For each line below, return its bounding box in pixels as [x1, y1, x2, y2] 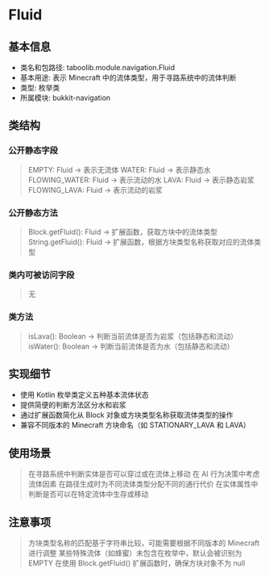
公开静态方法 [8, 207, 59, 219]
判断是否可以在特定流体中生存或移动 [27, 490, 149, 499]
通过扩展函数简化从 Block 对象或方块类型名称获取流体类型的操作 [19, 410, 234, 420]
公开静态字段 [8, 145, 59, 157]
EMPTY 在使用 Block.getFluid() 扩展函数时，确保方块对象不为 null [27, 558, 246, 568]
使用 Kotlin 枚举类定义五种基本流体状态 [19, 390, 149, 400]
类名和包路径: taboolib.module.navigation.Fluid [19, 63, 176, 72]
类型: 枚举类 [19, 83, 60, 92]
